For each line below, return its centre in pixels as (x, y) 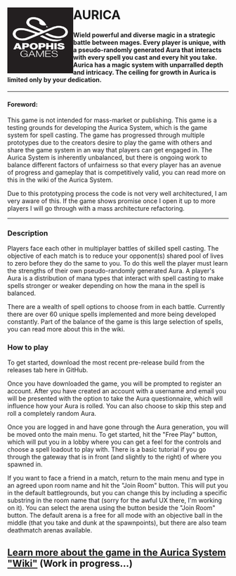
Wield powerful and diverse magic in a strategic (144, 34)
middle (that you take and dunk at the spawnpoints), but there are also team (117, 523)
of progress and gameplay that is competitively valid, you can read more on (117, 172)
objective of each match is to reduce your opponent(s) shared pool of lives (116, 256)
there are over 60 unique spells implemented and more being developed (112, 314)
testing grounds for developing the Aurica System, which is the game (107, 127)
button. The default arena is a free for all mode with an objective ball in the (115, 516)
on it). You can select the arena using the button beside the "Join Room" (111, 508)
